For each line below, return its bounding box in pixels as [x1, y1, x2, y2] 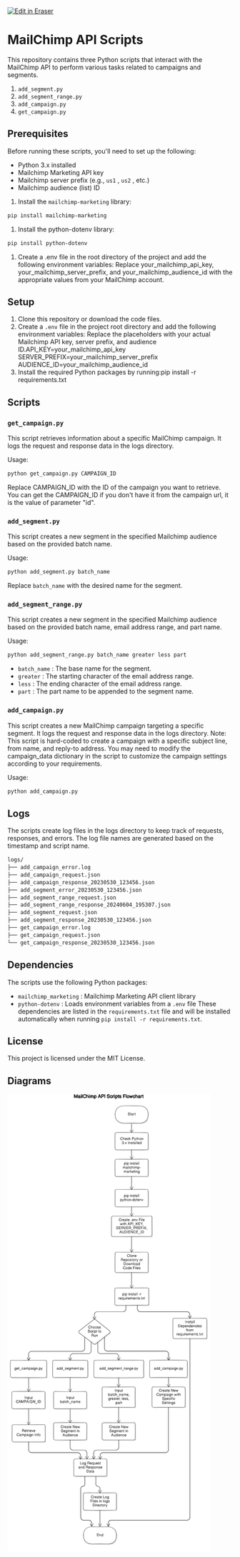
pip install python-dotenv [7, 239, 88, 246]
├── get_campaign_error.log [7, 924, 91, 931]
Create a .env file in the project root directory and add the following [17, 322, 216, 331]
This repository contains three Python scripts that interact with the [7, 55, 203, 64]
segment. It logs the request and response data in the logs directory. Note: [7, 729, 227, 737]
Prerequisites [7, 128, 69, 140]
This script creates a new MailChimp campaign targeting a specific [7, 721, 204, 730]
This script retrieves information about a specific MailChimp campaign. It [7, 434, 221, 442]
